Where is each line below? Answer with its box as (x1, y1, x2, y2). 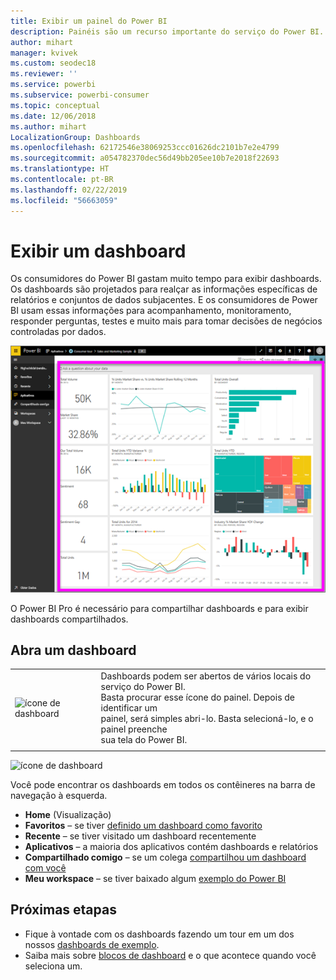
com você (24, 861, 67, 874)
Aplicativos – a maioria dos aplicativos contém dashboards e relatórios (24, 840, 319, 852)
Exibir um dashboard (10, 240, 187, 262)
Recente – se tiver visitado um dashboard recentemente (24, 830, 257, 842)
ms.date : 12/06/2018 (10, 111, 97, 121)
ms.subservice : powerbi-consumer (10, 90, 150, 100)
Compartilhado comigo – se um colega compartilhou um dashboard (24, 851, 307, 863)
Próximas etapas (10, 901, 117, 919)
